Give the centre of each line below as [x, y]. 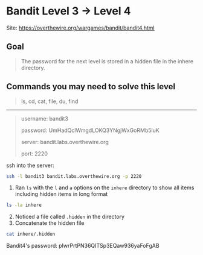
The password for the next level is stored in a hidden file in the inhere [107, 61]
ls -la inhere [24, 205]
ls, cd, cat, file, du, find [50, 101]
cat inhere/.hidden [31, 234]
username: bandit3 [44, 118]
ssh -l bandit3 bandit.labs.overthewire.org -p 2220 [74, 176]
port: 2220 [34, 153]
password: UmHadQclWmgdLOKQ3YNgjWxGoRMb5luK [90, 130]
